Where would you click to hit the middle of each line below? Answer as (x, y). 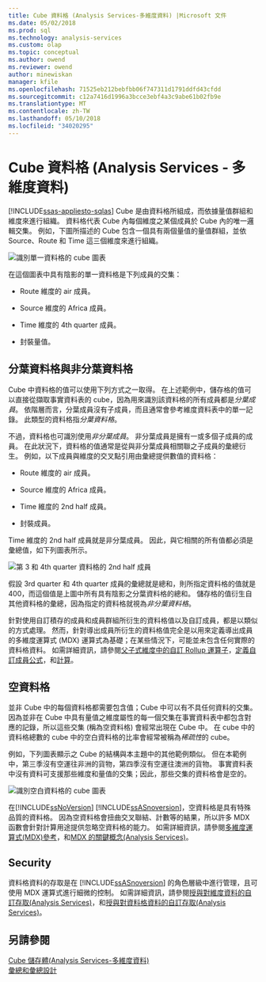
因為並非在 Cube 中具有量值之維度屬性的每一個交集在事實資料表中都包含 (127, 717)
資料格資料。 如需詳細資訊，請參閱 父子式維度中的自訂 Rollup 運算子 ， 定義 (129, 649)
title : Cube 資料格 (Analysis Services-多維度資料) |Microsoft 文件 (118, 15)
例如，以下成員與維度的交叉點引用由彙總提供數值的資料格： (121, 455)
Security (30, 863)
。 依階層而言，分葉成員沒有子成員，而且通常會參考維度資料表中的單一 (131, 409)
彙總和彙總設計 (32, 970)
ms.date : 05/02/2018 (42, 23)
